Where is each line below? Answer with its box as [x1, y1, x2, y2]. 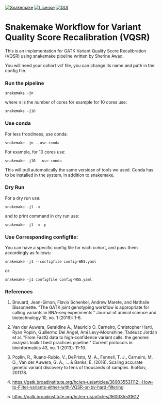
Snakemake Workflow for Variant [5, 22, 142, 33]
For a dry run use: [5, 195, 41, 201]
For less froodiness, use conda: [5, 131, 68, 137]
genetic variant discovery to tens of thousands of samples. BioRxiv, [12, 365, 147, 370]
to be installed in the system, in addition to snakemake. [5, 172, 115, 178]
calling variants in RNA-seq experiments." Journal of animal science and [12, 310, 157, 316]
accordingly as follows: [5, 250, 51, 256]
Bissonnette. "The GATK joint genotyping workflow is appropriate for [12, 304, 149, 310]
